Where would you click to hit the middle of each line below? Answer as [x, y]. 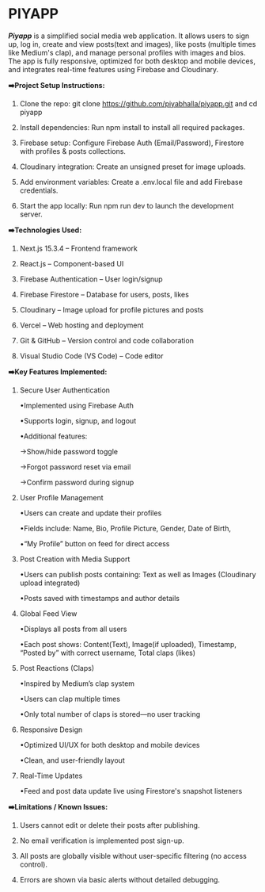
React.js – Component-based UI [72, 263]
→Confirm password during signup [77, 482]
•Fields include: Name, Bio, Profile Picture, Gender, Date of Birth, [125, 528]
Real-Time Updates [51, 775]
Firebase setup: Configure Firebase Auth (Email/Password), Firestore [132, 143]
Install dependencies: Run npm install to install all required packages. [132, 127]
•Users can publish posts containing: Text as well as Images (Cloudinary [138, 574]
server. [31, 214]
